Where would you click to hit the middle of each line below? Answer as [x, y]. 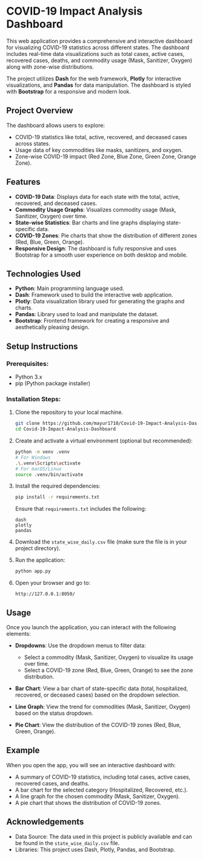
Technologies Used [43, 274]
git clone [28, 424]
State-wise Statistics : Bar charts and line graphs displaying [90, 223]
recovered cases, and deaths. [52, 783]
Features [23, 182]
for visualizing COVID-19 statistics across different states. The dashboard [98, 47]
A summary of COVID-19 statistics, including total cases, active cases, [103, 777]
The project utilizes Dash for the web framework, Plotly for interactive [94, 78]
